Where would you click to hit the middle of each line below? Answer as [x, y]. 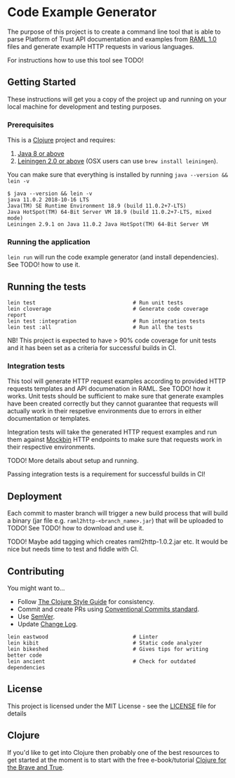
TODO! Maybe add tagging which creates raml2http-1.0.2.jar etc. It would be [117, 542]
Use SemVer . [36, 617]
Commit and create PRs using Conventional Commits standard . [108, 609]
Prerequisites [31, 125]
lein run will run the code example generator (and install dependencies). [113, 257]
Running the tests [47, 287]
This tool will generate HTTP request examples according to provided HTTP [117, 381]
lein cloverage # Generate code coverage [108, 309]
